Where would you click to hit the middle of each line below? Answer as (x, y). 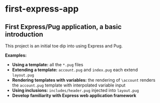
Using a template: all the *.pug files (48, 65)
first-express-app (42, 9)
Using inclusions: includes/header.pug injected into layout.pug (75, 90)
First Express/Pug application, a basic (64, 27)
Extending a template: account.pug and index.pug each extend (75, 70)
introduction (24, 34)
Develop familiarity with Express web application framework (74, 96)
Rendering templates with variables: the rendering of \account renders (84, 80)
